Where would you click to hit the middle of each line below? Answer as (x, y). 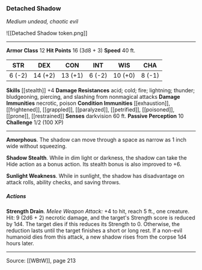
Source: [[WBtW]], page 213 (41, 261)
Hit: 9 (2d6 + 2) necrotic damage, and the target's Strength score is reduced (101, 218)
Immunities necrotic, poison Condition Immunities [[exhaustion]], (88, 103)
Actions (16, 196)
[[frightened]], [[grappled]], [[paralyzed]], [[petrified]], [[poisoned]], (90, 110)
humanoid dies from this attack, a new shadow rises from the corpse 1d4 (96, 237)
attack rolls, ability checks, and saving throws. (63, 183)
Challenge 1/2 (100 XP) (35, 122)
